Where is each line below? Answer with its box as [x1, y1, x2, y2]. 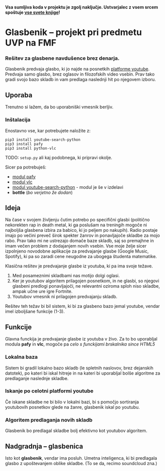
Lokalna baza [5, 353, 38, 360]
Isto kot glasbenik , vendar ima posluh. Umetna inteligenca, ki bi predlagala [5, 455, 157, 461]
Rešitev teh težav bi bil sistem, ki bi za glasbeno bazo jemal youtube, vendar [5, 303, 160, 309]
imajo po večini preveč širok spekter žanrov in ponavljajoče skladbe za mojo [5, 232, 160, 239]
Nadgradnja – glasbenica [5, 442, 83, 450]
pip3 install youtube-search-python [5, 137, 81, 142]
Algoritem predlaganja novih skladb [5, 416, 93, 423]
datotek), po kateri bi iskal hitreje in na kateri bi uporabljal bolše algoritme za [5, 370, 161, 376]
